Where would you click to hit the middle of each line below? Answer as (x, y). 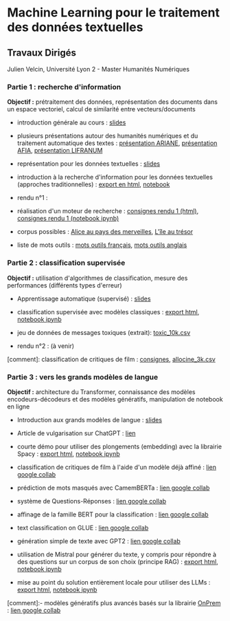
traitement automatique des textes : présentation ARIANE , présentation (117, 143)
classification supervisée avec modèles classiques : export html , (108, 312)
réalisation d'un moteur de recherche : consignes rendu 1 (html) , (108, 211)
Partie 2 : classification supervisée (66, 263)
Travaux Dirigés (42, 53)
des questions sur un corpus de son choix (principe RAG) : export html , (117, 561)
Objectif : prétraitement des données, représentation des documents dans (113, 102)
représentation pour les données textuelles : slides (88, 164)
